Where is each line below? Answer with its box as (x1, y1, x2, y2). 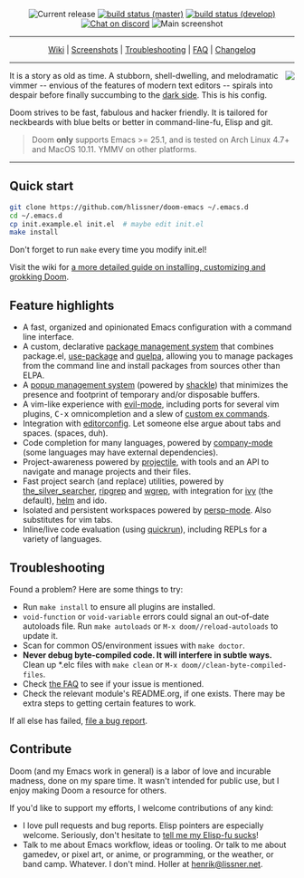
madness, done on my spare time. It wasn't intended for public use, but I (9, 775, 280, 786)
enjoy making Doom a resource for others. (9, 785, 167, 796)
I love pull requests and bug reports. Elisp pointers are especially (22, 820, 264, 831)
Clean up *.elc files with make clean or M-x (22, 659, 178, 670)
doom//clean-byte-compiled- (181, 661, 288, 670)
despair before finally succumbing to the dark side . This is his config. (9, 90, 268, 100)
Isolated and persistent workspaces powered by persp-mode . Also (22, 505, 271, 516)
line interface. (22, 332, 74, 343)
